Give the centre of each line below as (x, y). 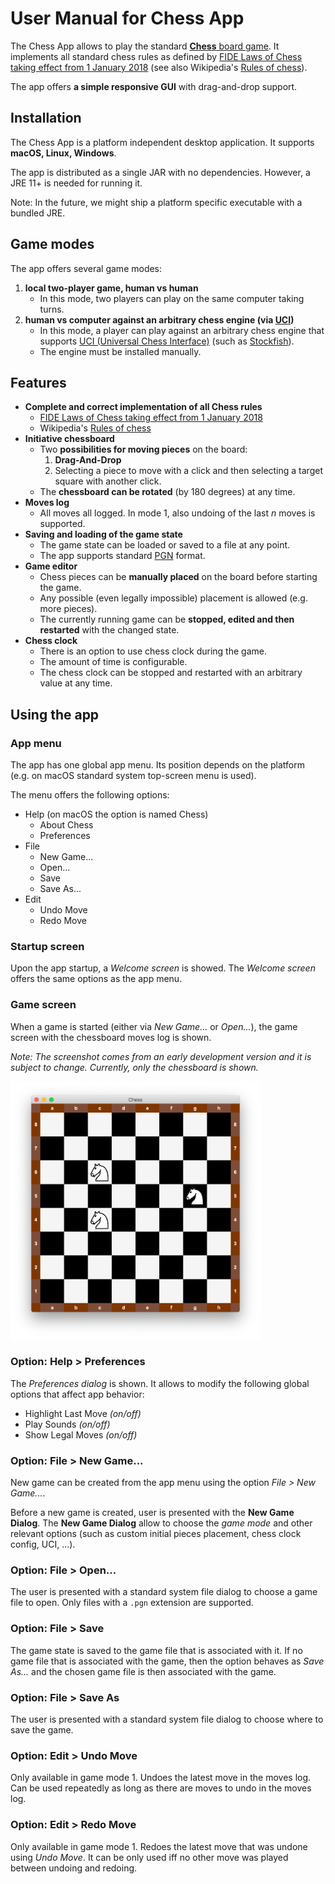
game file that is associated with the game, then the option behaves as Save (167, 1661)
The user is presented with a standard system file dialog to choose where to (167, 1719)
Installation (46, 118)
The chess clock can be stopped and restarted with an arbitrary (171, 673)
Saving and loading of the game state (103, 534)
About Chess (66, 825)
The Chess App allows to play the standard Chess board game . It (145, 46)
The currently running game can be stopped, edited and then (167, 619)
